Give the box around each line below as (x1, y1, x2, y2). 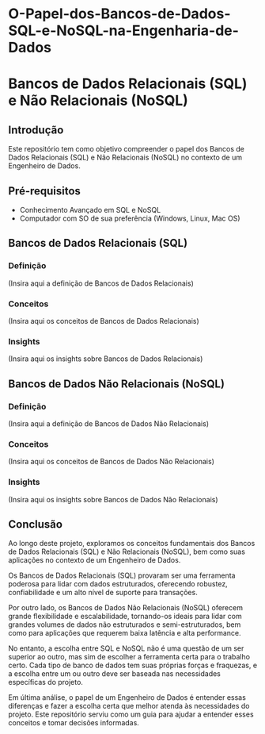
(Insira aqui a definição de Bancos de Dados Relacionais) (8, 279, 194, 288)
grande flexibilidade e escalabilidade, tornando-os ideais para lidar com (8, 612, 243, 621)
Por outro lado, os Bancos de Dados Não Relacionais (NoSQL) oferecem (8, 603, 244, 613)
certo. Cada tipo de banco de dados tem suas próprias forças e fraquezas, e (8, 660, 258, 671)
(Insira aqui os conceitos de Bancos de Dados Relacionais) (8, 316, 199, 325)
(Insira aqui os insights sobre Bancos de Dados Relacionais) (8, 354, 203, 363)
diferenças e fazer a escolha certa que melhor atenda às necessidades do (8, 701, 250, 711)
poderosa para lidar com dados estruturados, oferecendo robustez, (8, 579, 228, 589)
